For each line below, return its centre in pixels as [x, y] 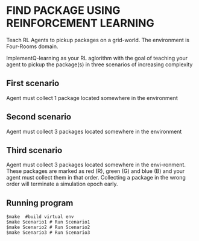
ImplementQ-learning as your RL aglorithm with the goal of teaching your [97, 58]
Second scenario [39, 117]
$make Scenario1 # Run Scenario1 [48, 222]
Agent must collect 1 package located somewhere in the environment [92, 98]
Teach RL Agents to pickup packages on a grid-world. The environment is [98, 40]
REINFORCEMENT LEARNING [81, 23]
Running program [40, 203]
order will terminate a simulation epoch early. [62, 184]
